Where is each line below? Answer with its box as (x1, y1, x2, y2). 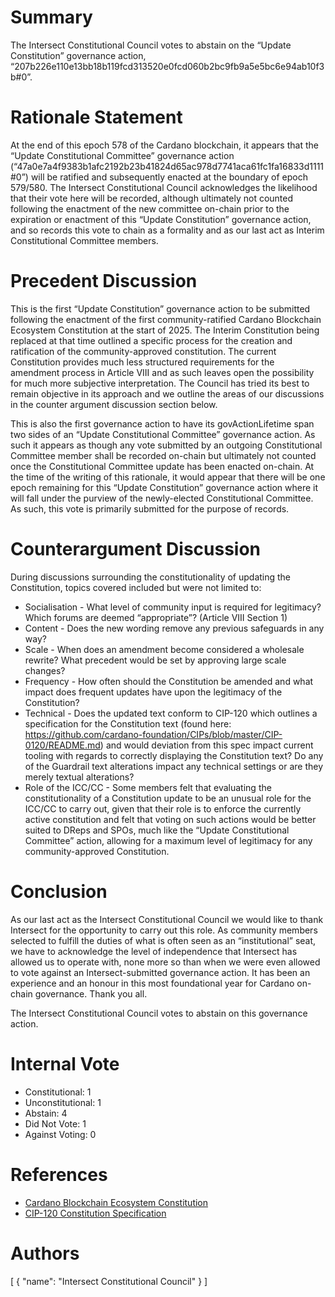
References (10, 1163, 108, 1186)
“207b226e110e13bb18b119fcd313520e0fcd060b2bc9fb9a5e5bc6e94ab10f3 (10, 60, 325, 72)
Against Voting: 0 (24, 1128, 97, 1140)
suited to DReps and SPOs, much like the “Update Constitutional (24, 824, 290, 836)
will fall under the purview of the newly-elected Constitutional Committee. (10, 492, 314, 504)
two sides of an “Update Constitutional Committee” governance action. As (10, 428, 316, 440)
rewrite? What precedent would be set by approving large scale (24, 654, 287, 666)
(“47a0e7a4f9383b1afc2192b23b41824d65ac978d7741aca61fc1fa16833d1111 (10, 160, 325, 172)
